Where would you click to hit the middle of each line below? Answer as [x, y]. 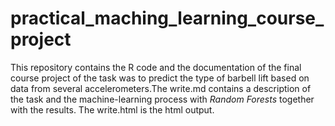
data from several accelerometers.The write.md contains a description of [161, 88]
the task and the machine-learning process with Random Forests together [162, 99]
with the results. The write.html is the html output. [112, 109]
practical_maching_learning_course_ [167, 18]
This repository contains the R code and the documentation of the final [156, 67]
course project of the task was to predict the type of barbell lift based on [160, 78]
